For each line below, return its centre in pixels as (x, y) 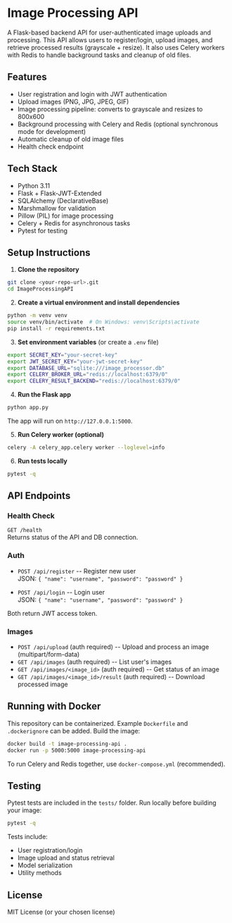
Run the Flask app (44, 395)
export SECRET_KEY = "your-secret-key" (63, 355)
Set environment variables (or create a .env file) (88, 342)
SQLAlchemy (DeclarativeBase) (63, 200)
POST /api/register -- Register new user (77, 571)
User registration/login (50, 850)
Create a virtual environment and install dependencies (99, 303)
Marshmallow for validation (57, 208)
